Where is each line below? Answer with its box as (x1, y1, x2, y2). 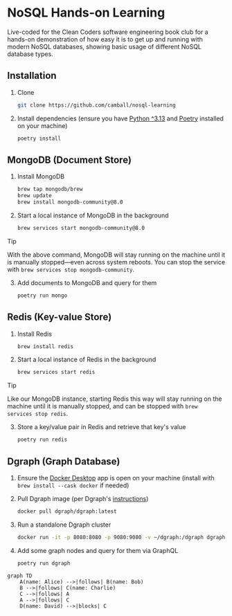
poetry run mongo (17, 292, 68, 299)
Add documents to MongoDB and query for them (17, 278, 157, 287)
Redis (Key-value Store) (7, 311, 112, 323)
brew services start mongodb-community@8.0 (17, 224, 145, 231)
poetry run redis (17, 436, 68, 444)
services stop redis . (7, 410, 69, 418)
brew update (17, 192, 52, 199)
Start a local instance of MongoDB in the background (17, 211, 169, 219)
